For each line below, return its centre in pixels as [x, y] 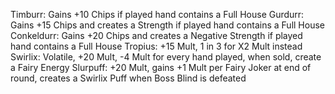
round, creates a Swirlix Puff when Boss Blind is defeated [128, 78]
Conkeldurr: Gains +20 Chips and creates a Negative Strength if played [156, 35]
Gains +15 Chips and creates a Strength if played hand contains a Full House [167, 25]
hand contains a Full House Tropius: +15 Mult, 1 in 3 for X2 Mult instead [156, 46]
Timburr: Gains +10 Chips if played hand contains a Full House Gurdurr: [157, 14]
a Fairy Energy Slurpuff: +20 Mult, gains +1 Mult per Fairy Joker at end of [161, 67]
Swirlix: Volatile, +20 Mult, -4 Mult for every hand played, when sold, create [166, 57]
